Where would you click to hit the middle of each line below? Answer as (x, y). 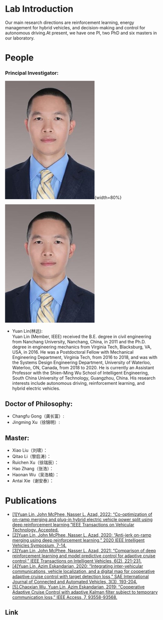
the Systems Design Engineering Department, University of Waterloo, (81, 362)
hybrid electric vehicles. (36, 388)
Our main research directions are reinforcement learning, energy (70, 22)
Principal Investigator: (32, 73)
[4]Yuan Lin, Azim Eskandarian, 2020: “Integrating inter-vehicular (78, 566)
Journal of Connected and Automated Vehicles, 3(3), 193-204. (75, 581)
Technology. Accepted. (36, 530)
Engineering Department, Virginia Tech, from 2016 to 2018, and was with (85, 358)
